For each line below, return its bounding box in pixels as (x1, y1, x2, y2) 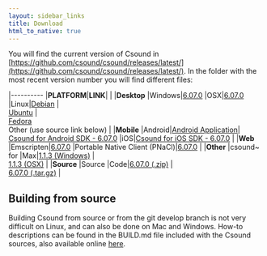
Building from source (8, 191, 117, 205)
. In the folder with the (183, 66, 257, 76)
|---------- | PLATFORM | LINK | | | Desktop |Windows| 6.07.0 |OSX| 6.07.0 (8, 91, 244, 100)
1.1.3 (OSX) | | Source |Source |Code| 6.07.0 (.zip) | (8, 160, 173, 169)
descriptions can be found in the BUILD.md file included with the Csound (8, 230, 252, 240)
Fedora (8, 117, 32, 126)
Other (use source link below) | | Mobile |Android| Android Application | (8, 125, 240, 134)
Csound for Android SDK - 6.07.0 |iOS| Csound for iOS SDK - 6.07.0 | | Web (8, 134, 255, 143)
